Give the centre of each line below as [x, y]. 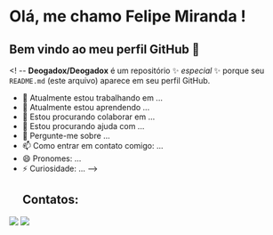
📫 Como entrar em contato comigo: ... [92, 146]
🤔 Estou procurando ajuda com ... [83, 126]
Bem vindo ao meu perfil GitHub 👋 [104, 49]
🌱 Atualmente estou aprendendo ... [86, 107]
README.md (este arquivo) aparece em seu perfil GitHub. [110, 81]
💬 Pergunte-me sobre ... [66, 136]
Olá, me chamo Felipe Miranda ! [128, 16]
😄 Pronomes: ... [52, 158]
